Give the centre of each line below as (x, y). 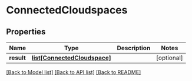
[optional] (170, 58)
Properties (26, 32)
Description (134, 48)
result (18, 58)
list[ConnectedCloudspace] (71, 58)
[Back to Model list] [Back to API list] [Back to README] (74, 72)
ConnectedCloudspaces (67, 10)
